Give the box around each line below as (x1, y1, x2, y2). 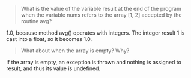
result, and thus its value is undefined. (6, 65, 101, 72)
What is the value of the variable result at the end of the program (20, 5, 181, 12)
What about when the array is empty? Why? (20, 47, 130, 54)
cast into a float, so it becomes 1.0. (6, 36, 92, 42)
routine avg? (20, 18, 52, 24)
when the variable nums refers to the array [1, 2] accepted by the (20, 11, 182, 18)
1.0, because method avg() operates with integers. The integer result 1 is (6, 29, 185, 36)
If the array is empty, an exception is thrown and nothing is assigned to (6, 59, 182, 65)
